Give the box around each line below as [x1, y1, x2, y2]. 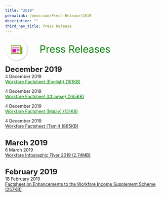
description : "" [5, 18, 39, 23]
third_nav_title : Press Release [5, 24, 72, 29]
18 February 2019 [5, 176, 40, 182]
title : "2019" [5, 8, 35, 13]
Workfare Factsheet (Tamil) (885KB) [5, 123, 79, 129]
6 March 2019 [5, 147, 34, 153]
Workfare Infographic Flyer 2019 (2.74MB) [5, 152, 91, 158]
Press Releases [39, 43, 111, 56]
